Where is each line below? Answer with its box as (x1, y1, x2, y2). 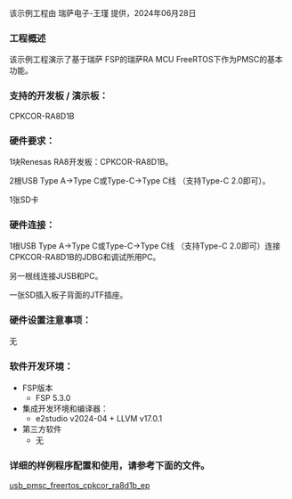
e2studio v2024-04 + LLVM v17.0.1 (35, 413, 163, 423)
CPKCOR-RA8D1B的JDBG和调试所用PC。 (9, 252, 161, 263)
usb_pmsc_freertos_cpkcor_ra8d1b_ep (9, 480, 150, 491)
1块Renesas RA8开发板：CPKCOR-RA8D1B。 (9, 156, 174, 167)
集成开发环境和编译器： (21, 403, 109, 413)
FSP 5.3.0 (35, 392, 71, 403)
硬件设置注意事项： (9, 315, 92, 327)
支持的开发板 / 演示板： (9, 90, 109, 102)
